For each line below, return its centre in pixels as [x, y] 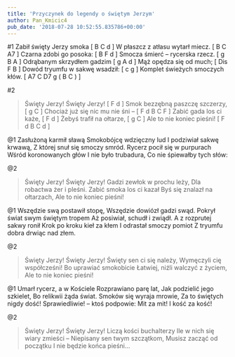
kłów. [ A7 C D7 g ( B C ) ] [44, 77]
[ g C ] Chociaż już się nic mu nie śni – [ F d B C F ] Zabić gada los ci [123, 111]
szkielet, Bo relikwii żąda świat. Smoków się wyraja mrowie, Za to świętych [115, 297]
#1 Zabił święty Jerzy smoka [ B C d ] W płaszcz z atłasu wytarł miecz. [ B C [117, 47]
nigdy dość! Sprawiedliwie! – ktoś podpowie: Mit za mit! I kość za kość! [110, 304]
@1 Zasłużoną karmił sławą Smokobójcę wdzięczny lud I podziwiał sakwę [113, 140]
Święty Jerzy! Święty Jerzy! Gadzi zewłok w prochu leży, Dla [113, 182]
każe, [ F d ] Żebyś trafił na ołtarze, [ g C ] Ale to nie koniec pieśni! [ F [125, 119]
